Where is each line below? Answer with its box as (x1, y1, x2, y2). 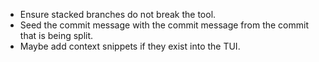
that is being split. (19, 30, 94, 41)
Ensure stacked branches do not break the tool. (19, 9, 217, 20)
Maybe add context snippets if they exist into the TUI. (19, 40, 241, 52)
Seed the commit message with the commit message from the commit (19, 19, 309, 31)
